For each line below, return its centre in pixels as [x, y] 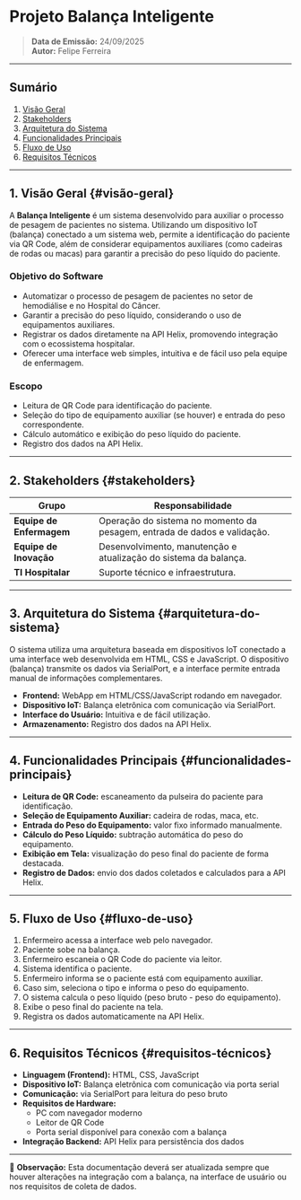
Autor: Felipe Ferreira [71, 50]
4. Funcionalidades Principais [94, 761]
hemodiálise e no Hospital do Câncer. [91, 305]
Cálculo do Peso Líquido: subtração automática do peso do [133, 834]
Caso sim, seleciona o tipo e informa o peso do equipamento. [135, 988]
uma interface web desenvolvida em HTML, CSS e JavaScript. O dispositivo [149, 659]
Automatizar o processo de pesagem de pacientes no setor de [138, 296]
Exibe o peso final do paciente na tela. [93, 1007]
